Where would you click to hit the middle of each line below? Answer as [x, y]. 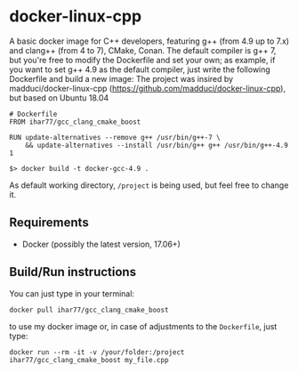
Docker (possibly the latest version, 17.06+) [101, 244]
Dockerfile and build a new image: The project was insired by [121, 78]
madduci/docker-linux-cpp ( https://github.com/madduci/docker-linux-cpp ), [148, 88]
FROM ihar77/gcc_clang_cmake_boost [75, 122]
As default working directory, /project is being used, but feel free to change [149, 185]
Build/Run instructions [72, 272]
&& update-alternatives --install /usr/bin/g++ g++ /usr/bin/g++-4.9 [157, 145]
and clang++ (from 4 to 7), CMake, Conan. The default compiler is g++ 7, [143, 50]
